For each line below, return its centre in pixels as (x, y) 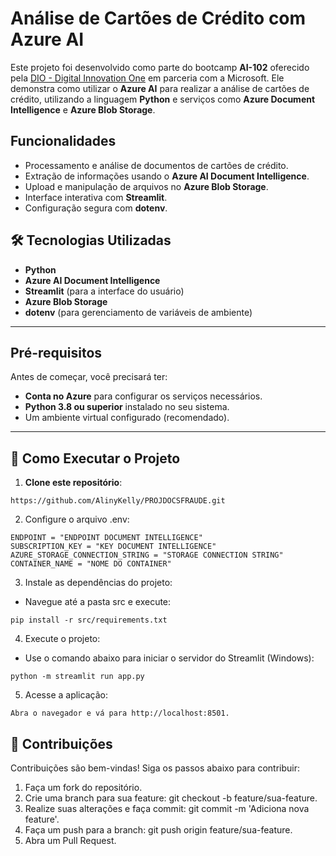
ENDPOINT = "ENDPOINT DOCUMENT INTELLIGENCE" (106, 538)
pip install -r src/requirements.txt (89, 620)
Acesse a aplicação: (66, 695)
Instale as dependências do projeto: (98, 583)
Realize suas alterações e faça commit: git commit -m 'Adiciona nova (167, 808)
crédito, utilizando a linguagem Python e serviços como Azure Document (163, 99)
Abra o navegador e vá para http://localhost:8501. (120, 713)
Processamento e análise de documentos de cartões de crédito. (156, 165)
